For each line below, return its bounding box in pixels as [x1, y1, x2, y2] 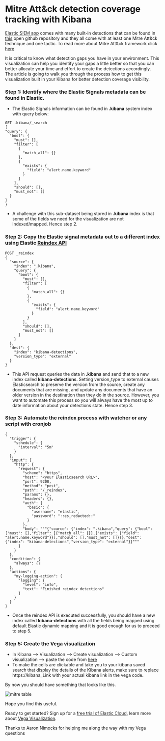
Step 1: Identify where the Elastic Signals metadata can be [5, 88, 146, 95]
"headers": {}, [23, 496, 54, 501]
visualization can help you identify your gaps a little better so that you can [5, 60, 155, 66]
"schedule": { [14, 440, 43, 445]
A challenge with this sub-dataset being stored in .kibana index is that [12, 211, 154, 217]
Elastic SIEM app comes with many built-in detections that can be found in [5, 30, 156, 36]
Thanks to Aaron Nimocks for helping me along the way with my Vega [5, 725, 146, 731]
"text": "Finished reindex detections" [23, 586, 105, 591]
